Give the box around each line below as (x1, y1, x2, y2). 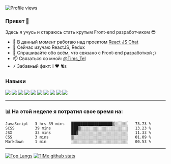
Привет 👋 (5, 17, 30, 24)
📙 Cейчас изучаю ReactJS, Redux (12, 44, 85, 50)
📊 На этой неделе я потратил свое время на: (5, 107, 123, 115)
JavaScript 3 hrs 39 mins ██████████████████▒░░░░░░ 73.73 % (5, 121, 152, 126)
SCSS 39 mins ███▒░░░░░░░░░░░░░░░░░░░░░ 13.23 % (5, 125, 152, 131)
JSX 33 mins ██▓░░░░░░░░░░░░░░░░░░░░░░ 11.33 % (5, 130, 152, 135)
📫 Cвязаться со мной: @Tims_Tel (12, 56, 86, 62)
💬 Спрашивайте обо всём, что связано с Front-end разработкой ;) (12, 50, 156, 56)
